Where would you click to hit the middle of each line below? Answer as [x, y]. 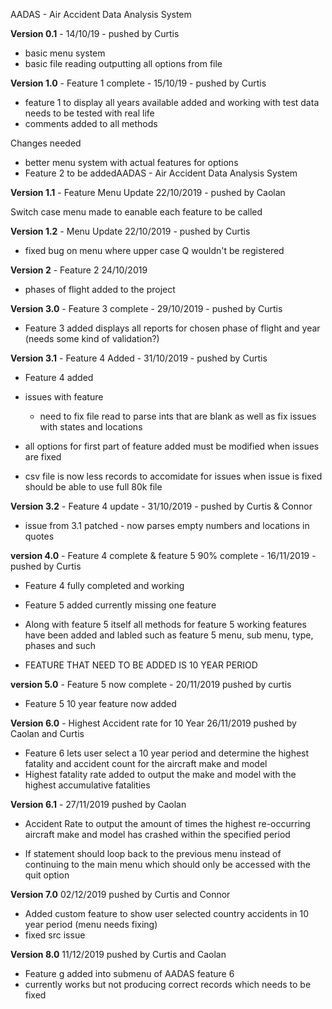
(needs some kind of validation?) [92, 338]
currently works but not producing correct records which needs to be [168, 984]
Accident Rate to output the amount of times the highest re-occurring [167, 823]
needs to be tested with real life [89, 113]
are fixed [43, 457]
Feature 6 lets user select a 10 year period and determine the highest [167, 753]
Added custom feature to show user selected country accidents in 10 [167, 913]
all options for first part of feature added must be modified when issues [172, 446]
